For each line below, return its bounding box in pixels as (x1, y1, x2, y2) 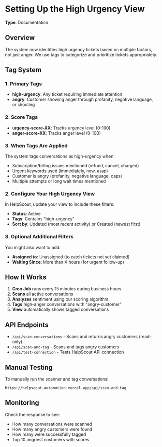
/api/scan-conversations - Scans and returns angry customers (12, 334, 138, 340)
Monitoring (5, 399, 40, 407)
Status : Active (12, 211, 41, 217)
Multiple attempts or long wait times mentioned (12, 179, 106, 184)
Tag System (5, 66, 42, 74)
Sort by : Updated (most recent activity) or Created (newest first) (12, 221, 141, 227)
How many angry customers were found (12, 426, 93, 432)
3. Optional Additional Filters (5, 233, 74, 240)
